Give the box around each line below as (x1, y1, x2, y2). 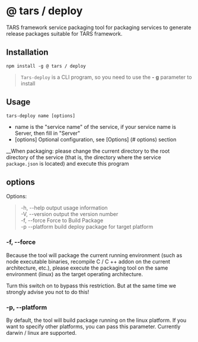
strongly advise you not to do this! (6, 288, 90, 295)
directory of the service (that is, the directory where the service (6, 153, 161, 161)
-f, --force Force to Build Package (20, 217, 104, 224)
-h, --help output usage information (20, 204, 108, 211)
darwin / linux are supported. (6, 329, 77, 336)
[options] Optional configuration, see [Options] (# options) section (14, 135, 177, 143)
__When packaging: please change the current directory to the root (6, 147, 170, 154)
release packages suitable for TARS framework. (6, 30, 123, 37)
